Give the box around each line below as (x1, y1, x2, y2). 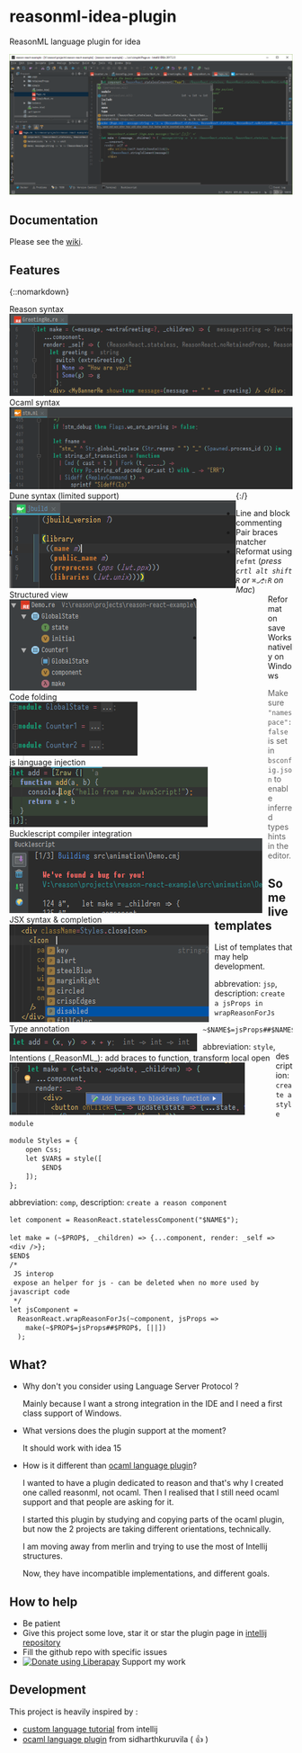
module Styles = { (9, 1136, 78, 1146)
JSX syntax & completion (9, 914, 102, 925)
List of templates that (214, 942, 293, 953)
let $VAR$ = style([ (25, 1154, 102, 1164)
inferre (268, 802, 293, 813)
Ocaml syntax (9, 398, 60, 408)
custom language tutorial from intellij (22, 1723, 158, 1734)
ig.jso (268, 765, 292, 774)
